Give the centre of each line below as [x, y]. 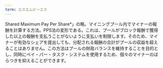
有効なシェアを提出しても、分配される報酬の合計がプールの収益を [84, 42]
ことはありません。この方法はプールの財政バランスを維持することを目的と [84, 48]
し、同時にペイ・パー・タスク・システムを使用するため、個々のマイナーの [80, 54]
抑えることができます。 [45, 60]
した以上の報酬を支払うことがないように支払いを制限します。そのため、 [77, 36]
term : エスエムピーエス [26, 9]
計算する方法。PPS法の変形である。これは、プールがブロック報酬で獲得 [86, 30]
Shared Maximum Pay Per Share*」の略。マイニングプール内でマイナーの [79, 24]
